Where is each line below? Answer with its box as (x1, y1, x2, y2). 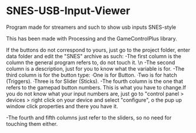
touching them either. (6, 120, 58, 127)
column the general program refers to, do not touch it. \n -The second (6, 59, 175, 66)
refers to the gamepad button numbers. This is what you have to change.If (6, 84, 187, 91)
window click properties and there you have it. (6, 102, 118, 109)
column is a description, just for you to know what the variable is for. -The (6, 65, 185, 72)
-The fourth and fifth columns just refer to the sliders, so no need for (6, 114, 172, 121)
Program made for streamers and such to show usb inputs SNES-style (6, 24, 177, 31)
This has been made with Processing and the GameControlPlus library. (6, 35, 178, 42)
